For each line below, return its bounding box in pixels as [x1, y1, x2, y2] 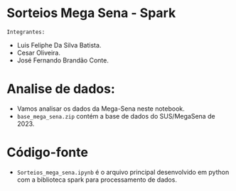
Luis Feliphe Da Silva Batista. [16, 40, 102, 49]
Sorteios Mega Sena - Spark [6, 5, 176, 21]
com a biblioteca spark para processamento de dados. [16, 175, 177, 184]
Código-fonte [6, 144, 88, 160]
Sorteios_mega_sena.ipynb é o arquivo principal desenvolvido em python [16, 168, 230, 176]
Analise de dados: [6, 81, 115, 97]
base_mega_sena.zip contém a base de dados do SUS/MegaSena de [16, 111, 215, 120]
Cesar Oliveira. [16, 48, 61, 57]
